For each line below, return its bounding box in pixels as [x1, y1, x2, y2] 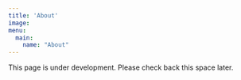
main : [15, 33, 34, 42]
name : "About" [22, 41, 69, 49]
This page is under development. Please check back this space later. [8, 63, 234, 72]
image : [8, 19, 30, 27]
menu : [8, 26, 26, 34]
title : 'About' [8, 11, 59, 20]
